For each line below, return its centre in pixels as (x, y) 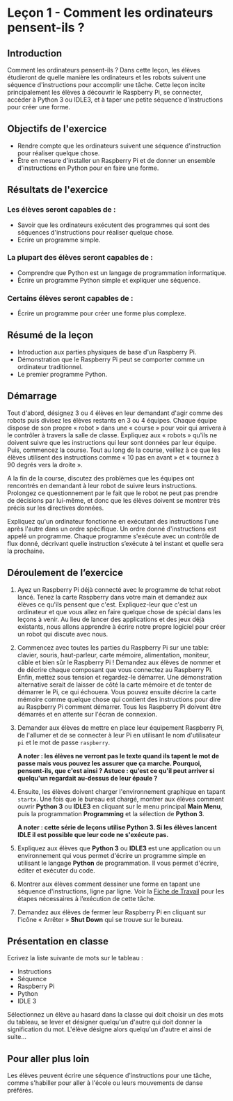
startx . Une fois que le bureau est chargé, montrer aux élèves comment (121, 799)
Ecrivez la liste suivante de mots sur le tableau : (75, 958)
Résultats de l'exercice (58, 190)
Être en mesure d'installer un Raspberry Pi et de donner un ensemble (116, 160)
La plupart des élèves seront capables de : (80, 258)
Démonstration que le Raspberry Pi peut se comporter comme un (111, 359)
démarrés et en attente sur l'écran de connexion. (87, 714)
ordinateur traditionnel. (50, 366)
